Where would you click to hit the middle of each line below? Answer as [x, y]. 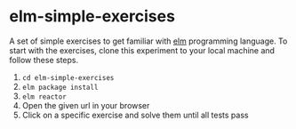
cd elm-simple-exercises [68, 77]
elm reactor [44, 97]
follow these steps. [44, 60]
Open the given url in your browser [86, 105]
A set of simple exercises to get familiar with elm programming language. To [148, 41]
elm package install [60, 87]
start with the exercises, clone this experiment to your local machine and [142, 50]
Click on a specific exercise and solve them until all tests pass [135, 115]
